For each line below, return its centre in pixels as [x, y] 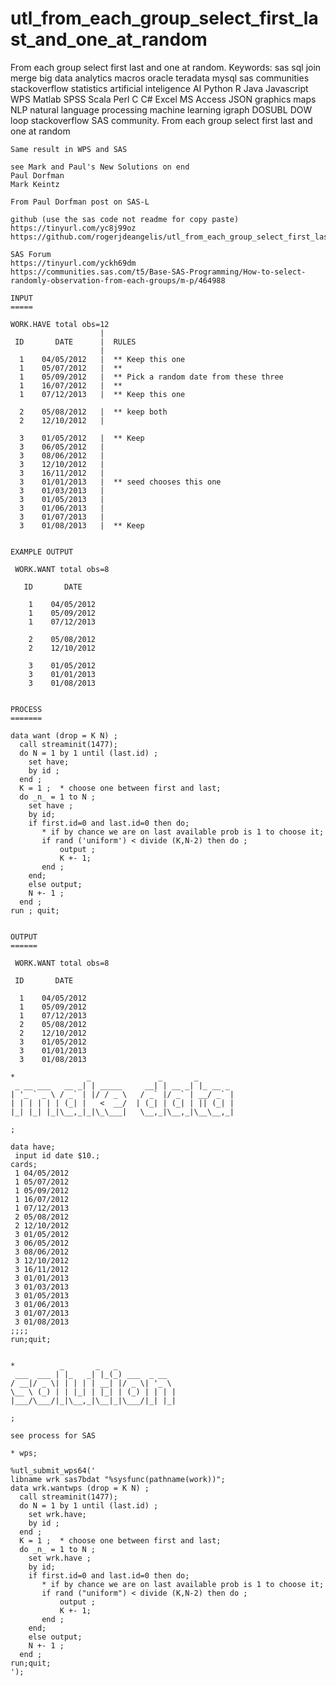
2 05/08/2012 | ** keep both [93, 412]
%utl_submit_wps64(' [53, 1470]
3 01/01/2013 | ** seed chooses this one [120, 482]
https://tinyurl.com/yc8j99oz [73, 228]
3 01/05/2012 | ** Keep [82, 438]
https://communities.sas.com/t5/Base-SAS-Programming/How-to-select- [158, 272]
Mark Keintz [35, 184]
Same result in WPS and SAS [69, 149]
